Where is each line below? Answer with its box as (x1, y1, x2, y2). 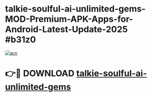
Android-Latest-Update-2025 (5, 24, 128, 35)
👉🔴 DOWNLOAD (5, 68, 75, 79)
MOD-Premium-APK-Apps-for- (5, 14, 133, 25)
